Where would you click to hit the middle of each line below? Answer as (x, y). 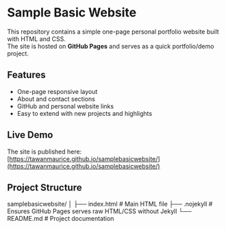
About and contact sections (56, 99)
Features (26, 75)
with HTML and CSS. (37, 38)
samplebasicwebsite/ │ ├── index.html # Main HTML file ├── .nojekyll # (110, 204)
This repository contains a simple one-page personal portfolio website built (113, 32)
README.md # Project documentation (61, 219)
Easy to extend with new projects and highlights (85, 113)
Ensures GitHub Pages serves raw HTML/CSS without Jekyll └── (99, 211)
